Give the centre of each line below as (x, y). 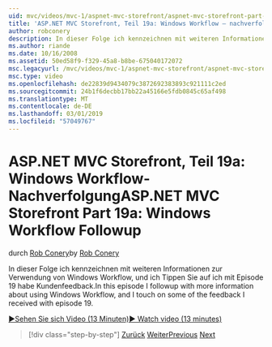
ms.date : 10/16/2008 (43, 54)
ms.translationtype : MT (49, 99)
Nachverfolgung (65, 196)
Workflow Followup (75, 231)
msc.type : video (36, 76)
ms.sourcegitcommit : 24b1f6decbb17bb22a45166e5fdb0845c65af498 (117, 91)
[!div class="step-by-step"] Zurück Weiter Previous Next (122, 334)
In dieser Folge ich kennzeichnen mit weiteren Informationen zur (115, 268)
